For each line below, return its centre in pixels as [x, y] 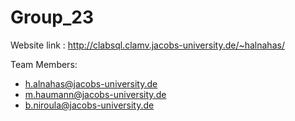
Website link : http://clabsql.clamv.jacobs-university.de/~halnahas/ [147, 45]
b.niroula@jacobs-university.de [89, 105]
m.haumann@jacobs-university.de [95, 94]
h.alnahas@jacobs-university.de [91, 83]
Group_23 [52, 17]
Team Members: [44, 64]
